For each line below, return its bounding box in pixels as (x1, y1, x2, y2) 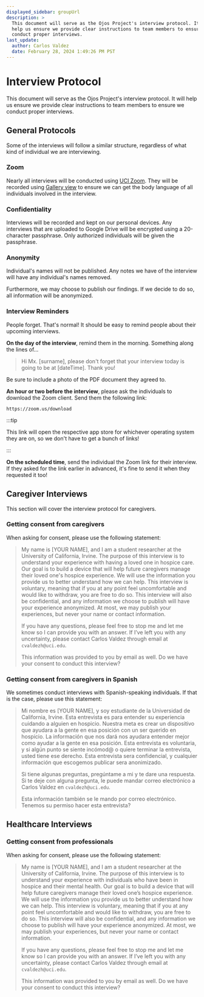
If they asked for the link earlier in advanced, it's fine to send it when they (6, 465, 190, 472)
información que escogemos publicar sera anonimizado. (21, 759, 163, 766)
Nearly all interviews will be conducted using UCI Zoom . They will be (6, 177, 178, 184)
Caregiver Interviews (6, 489, 88, 499)
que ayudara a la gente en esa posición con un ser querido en (21, 726, 177, 734)
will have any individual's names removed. (6, 274, 112, 281)
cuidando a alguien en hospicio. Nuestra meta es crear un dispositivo (21, 720, 195, 728)
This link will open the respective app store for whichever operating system (6, 428, 195, 436)
